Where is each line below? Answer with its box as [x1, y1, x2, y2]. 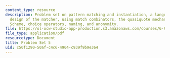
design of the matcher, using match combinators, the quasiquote [10, 17, 151, 22]
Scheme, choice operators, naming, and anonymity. [10, 21, 119, 27]
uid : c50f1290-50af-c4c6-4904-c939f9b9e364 [5, 45, 99, 50]
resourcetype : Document [5, 36, 56, 41]
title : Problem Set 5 [5, 40, 51, 45]
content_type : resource [5, 7, 56, 13]
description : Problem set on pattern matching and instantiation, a [5, 12, 153, 17]
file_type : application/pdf [5, 31, 65, 36]
